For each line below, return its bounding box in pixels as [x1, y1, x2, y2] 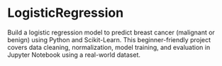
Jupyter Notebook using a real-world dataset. [7, 51, 140, 59]
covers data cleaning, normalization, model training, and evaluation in [7, 43, 211, 51]
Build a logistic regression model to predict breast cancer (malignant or [7, 28, 215, 37]
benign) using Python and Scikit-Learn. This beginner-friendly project [7, 35, 211, 44]
